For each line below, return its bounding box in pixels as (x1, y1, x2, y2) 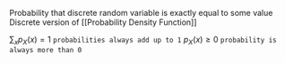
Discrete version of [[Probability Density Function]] (9, 17, 197, 28)
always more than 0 (9, 45, 82, 54)
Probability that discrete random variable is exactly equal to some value (9, 8, 273, 18)
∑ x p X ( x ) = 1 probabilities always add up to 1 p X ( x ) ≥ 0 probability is (9, 35, 278, 47)
